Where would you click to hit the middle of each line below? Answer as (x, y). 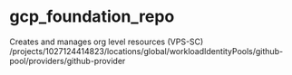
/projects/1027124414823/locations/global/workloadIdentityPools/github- (146, 51)
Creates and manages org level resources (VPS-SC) (107, 42)
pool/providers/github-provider (68, 61)
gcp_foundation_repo (92, 17)
